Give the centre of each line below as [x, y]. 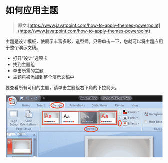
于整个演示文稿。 [23, 47]
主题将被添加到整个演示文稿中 [43, 77]
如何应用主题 [32, 10]
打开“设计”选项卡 [30, 58]
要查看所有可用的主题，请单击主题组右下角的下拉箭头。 [62, 87]
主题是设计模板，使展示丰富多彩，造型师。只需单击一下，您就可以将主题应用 [84, 41]
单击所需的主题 [28, 70]
